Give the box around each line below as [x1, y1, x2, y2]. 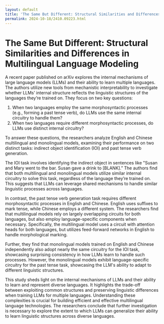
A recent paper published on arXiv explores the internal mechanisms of [5, 74, 148, 80]
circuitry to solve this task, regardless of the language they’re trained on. [5, 176, 151, 182]
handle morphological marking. [5, 232, 68, 238]
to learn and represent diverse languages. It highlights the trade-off [5, 282, 141, 288]
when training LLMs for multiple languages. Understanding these [5, 292, 136, 299]
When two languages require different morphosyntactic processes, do [12, 120, 154, 126]
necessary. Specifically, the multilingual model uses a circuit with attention [5, 221, 155, 228]
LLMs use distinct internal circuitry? [12, 125, 84, 131]
